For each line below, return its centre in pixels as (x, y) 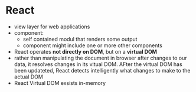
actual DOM (29, 77)
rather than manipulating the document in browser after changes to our (100, 58)
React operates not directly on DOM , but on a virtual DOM (86, 51)
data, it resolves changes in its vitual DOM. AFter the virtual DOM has (98, 64)
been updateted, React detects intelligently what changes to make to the (102, 70)
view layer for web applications (52, 27)
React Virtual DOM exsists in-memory (60, 83)
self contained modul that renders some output (80, 39)
